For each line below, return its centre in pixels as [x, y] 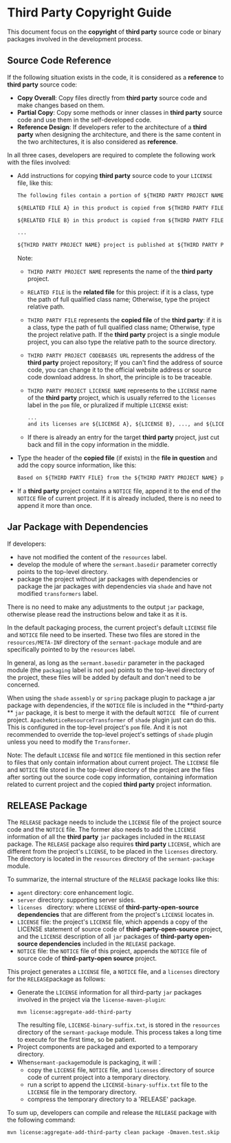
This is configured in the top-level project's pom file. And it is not [97, 727]
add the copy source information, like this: [77, 465]
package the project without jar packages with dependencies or [108, 579]
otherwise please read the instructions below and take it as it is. [97, 614]
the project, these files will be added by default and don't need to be [104, 677]
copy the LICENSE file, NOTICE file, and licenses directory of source [121, 1070]
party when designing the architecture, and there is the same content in [119, 134]
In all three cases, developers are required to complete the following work [111, 155]
